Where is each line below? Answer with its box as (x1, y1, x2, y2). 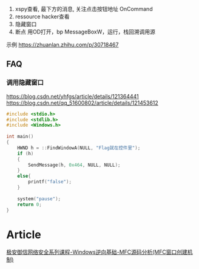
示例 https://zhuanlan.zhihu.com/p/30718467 (6, 41, 119, 48)
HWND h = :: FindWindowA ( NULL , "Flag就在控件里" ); (17, 145, 141, 151)
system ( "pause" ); (17, 195, 61, 202)
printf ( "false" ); (28, 179, 72, 185)
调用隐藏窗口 (6, 79, 44, 87)
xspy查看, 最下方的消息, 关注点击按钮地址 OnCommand (15, 5, 153, 12)
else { (17, 173, 32, 180)
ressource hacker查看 (15, 13, 70, 20)
